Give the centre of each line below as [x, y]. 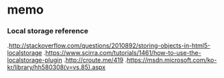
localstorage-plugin [35, 60]
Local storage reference [48, 31]
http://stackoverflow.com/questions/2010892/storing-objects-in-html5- [110, 45]
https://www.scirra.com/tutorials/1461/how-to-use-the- [123, 53]
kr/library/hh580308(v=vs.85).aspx [57, 67]
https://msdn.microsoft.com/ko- [172, 60]
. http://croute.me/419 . [96, 60]
